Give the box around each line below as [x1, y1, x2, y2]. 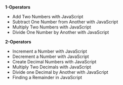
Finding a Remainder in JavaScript [12, 75, 82, 80]
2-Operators [5, 39, 32, 45]
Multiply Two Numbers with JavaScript [12, 24, 91, 30]
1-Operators [5, 4, 31, 10]
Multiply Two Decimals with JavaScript [12, 64, 91, 70]
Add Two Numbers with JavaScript [12, 14, 83, 19]
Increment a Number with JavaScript [12, 49, 87, 54]
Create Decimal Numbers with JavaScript [12, 59, 97, 64]
